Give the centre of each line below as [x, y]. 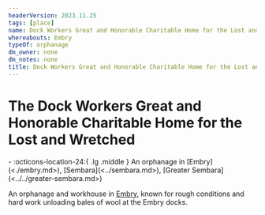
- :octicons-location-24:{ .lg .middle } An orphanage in [97, 161]
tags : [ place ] [32, 23]
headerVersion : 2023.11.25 [52, 15]
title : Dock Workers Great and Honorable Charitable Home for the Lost [128, 67]
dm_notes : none [33, 60]
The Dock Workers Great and [105, 106]
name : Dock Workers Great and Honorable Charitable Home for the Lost [127, 30]
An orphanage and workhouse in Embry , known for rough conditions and [126, 194]
